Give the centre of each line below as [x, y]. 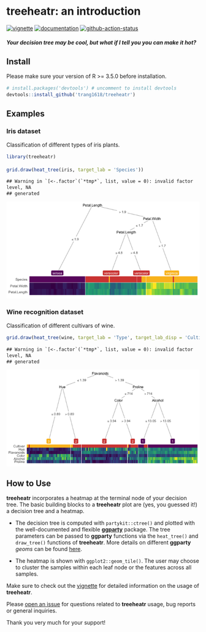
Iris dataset [24, 131]
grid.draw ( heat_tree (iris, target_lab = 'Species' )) [75, 170]
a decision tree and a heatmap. [45, 511]
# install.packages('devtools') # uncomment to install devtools [91, 88]
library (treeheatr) [31, 157]
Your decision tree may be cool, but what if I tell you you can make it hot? [101, 42]
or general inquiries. [32, 611]
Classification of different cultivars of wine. [61, 326]
